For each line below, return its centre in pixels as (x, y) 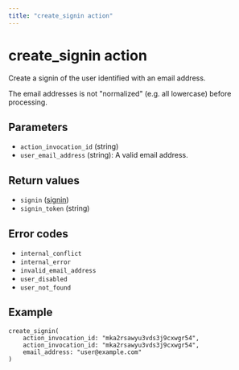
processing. (28, 102)
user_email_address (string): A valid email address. (104, 155)
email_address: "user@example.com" (82, 352)
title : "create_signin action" (61, 16)
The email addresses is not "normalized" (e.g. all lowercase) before (120, 93)
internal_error (45, 262)
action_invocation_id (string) (69, 146)
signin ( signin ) (45, 200)
